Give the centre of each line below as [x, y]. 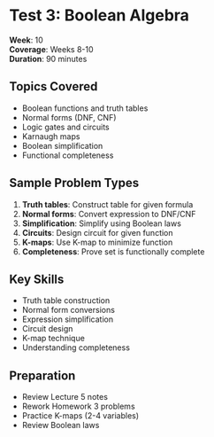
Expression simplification [68, 319]
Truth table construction [66, 300]
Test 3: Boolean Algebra [99, 16]
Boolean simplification [62, 145]
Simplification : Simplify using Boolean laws [101, 223]
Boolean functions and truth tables [85, 108]
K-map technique [53, 339]
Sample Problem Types [74, 183]
